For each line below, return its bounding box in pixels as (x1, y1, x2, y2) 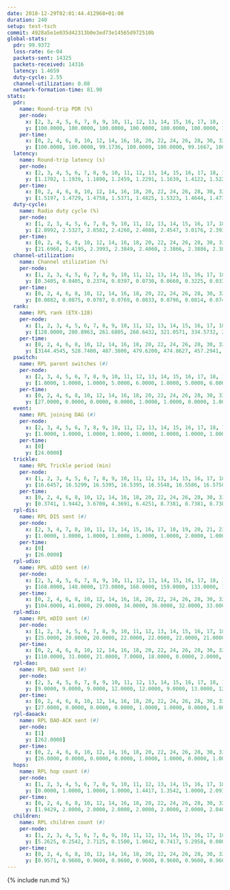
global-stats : (7, 36, 48, 42)
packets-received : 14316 (13, 61, 84, 68)
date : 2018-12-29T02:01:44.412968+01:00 (7, 10, 125, 17)
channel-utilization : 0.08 (13, 80, 90, 87)
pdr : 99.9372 (13, 42, 51, 49)
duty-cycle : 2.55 (13, 73, 63, 81)
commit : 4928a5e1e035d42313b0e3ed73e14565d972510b (7, 29, 155, 36)
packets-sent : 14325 (13, 55, 72, 62)
